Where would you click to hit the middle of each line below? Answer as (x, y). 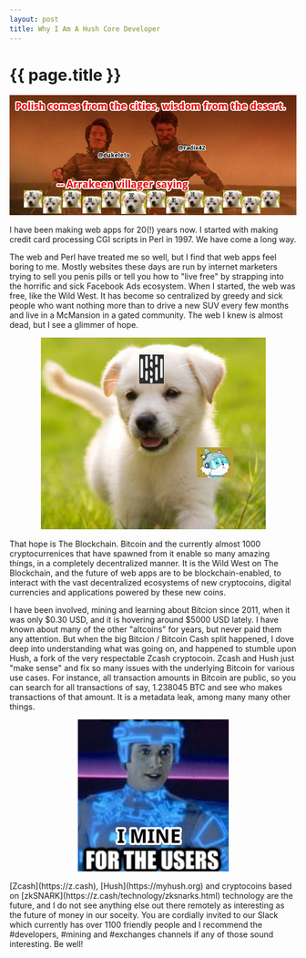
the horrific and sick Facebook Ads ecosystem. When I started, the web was (153, 286)
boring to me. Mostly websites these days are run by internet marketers (143, 267)
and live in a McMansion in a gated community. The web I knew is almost (147, 315)
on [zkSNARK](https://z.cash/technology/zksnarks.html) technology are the (151, 896)
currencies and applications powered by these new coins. (117, 593)
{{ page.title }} (66, 75)
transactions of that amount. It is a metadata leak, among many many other (150, 698)
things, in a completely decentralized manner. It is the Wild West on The (144, 564)
